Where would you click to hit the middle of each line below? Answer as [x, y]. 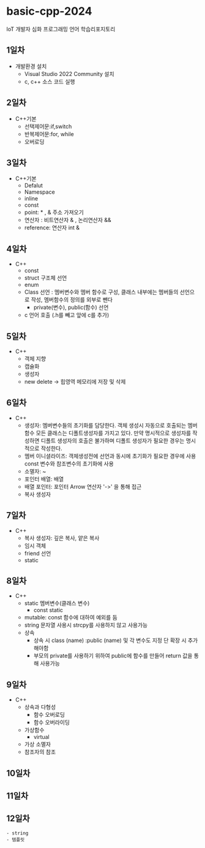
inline [31, 199]
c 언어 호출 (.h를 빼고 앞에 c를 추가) [67, 315]
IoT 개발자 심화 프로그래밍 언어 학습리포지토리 [61, 29]
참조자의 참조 [40, 752]
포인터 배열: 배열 [44, 479]
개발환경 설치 [31, 66]
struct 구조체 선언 [46, 278]
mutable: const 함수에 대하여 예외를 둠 [71, 617]
